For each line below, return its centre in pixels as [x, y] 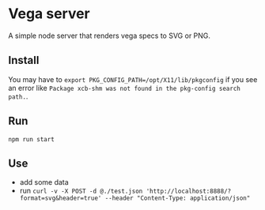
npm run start [32, 139]
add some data [44, 182]
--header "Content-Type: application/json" [178, 198]
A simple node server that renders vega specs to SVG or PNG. [110, 36]
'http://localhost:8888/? [189, 191]
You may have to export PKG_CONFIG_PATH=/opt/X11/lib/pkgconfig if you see [133, 79]
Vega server [49, 14]
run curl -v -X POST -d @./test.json [81, 191]
